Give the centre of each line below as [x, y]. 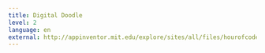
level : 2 [22, 23]
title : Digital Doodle [45, 15]
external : [24, 37]
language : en [30, 30]
